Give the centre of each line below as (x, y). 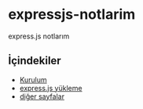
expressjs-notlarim (72, 15)
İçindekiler (35, 61)
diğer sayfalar (42, 96)
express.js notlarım (39, 36)
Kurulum (33, 79)
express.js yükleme (51, 88)
